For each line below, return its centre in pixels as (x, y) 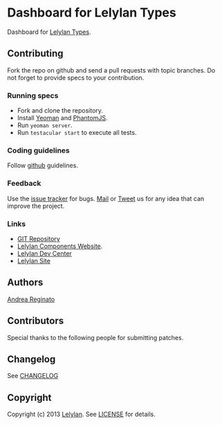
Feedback (24, 183)
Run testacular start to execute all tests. (77, 133)
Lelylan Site (34, 261)
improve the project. (36, 206)
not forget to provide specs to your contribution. (76, 77)
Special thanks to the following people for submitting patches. (95, 337)
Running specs (33, 95)
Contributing (35, 54)
